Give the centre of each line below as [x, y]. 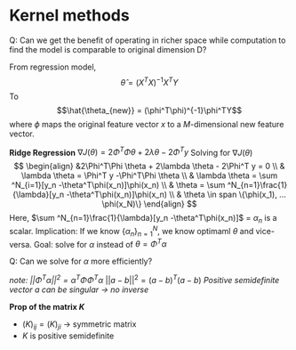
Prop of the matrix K [47, 306]
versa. [21, 244]
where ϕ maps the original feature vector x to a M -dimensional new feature [147, 124]
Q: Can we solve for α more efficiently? [81, 261]
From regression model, [53, 67]
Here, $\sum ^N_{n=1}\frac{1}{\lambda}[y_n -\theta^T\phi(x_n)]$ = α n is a [143, 219]
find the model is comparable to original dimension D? [108, 49]
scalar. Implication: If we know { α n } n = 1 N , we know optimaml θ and [132, 232]
